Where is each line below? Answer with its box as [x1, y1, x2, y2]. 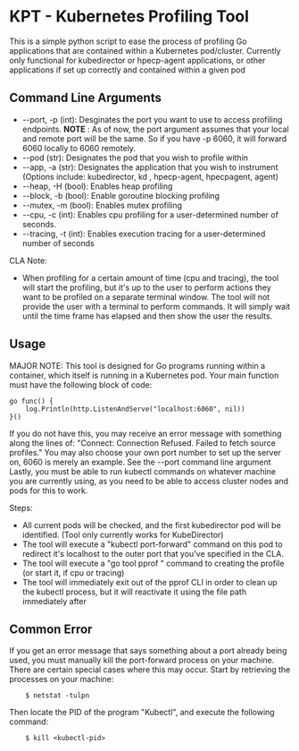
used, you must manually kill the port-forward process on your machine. [9, 655, 275, 666]
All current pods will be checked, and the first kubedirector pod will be [21, 519, 281, 530]
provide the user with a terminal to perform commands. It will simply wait [21, 301, 291, 311]
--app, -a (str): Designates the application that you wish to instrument [21, 161, 278, 172]
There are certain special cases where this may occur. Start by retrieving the [9, 664, 291, 675]
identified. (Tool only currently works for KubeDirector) [21, 529, 224, 540]
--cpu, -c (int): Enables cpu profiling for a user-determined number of [21, 209, 279, 220]
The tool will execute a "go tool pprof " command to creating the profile [21, 558, 285, 568]
